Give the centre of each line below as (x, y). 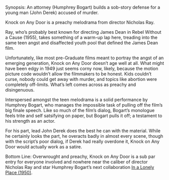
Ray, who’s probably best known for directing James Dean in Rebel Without (83, 32)
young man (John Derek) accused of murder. (52, 13)
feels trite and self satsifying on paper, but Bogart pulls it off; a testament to (84, 116)
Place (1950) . (19, 172)
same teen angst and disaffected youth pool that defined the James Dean (82, 43)
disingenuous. (20, 90)
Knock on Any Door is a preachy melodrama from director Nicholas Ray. (80, 22)
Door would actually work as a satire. (44, 147)
